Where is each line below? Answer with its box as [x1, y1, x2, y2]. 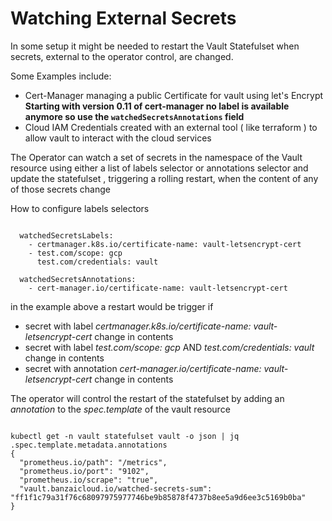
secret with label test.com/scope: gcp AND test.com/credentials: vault [24, 341, 315, 353]
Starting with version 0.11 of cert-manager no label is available [24, 100, 290, 112]
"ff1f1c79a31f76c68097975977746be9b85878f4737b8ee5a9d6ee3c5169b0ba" [10, 492, 307, 502]
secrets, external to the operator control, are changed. [10, 50, 234, 62]
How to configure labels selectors [10, 202, 150, 214]
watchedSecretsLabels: [19, 230, 114, 241]
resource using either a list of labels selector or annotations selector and [10, 162, 309, 174]
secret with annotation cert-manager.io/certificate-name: [24, 362, 262, 374]
